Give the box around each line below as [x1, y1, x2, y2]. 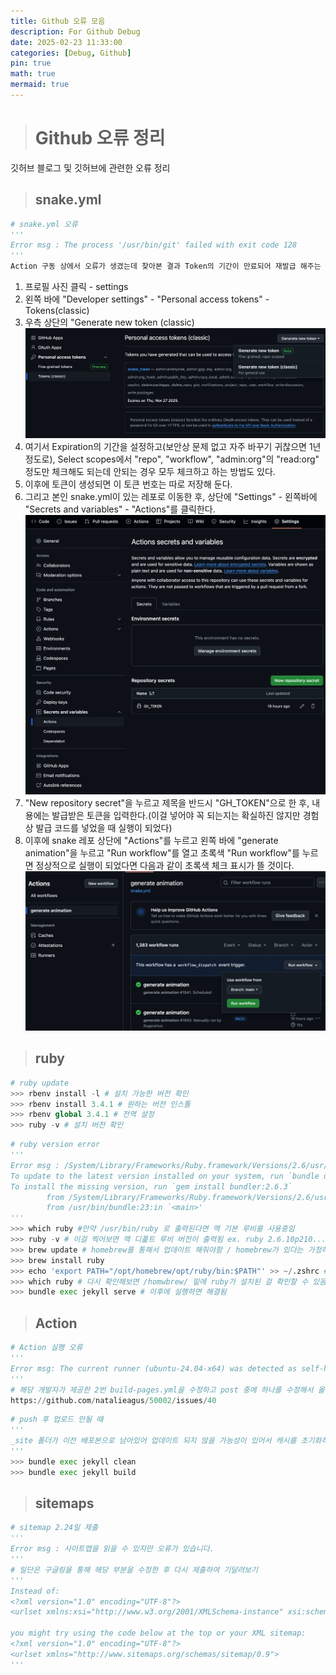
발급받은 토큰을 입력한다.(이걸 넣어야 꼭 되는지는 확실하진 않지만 [51, 809, 301, 821]
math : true [10, 69, 56, 79]
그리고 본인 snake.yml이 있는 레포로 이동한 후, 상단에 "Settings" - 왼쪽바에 [24, 491, 318, 503]
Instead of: [10, 1586, 60, 1596]
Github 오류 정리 [34, 127, 166, 150]
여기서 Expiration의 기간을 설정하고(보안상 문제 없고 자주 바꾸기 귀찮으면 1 [24, 441, 313, 453]
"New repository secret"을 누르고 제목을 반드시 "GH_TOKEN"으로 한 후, [24, 796, 310, 809]
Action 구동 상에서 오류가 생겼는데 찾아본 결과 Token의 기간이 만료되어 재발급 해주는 [10, 261, 322, 272]
